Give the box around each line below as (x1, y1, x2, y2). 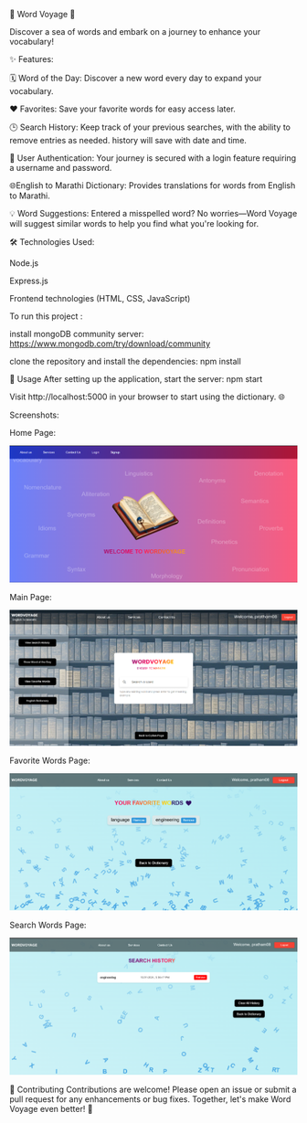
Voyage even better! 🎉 (9, 1104, 93, 1115)
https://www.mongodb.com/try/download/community (9, 338, 211, 349)
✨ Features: (9, 54, 54, 64)
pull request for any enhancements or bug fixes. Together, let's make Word (9, 1094, 291, 1105)
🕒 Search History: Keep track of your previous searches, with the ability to (9, 122, 291, 132)
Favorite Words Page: (9, 755, 90, 767)
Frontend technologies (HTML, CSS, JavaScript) (9, 293, 191, 303)
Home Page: (9, 428, 57, 438)
